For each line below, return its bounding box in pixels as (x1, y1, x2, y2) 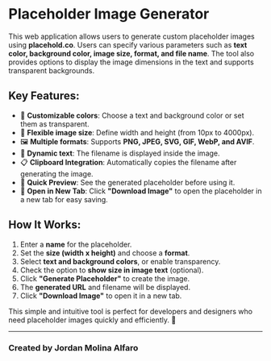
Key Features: (8, 89, 80, 103)
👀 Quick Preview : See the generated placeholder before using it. (19, 177, 236, 187)
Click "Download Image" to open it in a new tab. (19, 291, 182, 301)
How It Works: (8, 218, 81, 232)
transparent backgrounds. (8, 65, 95, 75)
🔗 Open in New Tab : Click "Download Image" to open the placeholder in (19, 186, 262, 196)
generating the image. (19, 168, 94, 178)
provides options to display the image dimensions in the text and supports (8, 57, 254, 67)
